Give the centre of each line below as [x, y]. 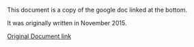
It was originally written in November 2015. [67, 23]
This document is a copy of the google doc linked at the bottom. [97, 10]
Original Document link [39, 36]
